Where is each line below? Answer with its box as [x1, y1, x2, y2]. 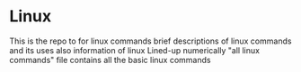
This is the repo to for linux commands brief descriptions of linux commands [9, 36, 292, 46]
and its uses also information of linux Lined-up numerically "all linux [9, 44, 261, 55]
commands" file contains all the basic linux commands [9, 54, 211, 65]
